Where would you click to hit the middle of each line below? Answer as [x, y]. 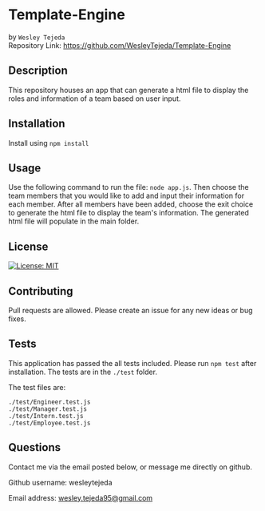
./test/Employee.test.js [49, 423]
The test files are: [37, 387]
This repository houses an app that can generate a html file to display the [129, 90]
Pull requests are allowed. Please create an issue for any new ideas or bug [131, 310]
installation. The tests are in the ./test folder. [83, 372]
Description [38, 71]
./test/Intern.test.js [46, 416]
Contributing [41, 291]
